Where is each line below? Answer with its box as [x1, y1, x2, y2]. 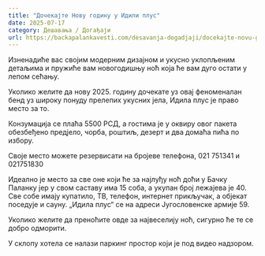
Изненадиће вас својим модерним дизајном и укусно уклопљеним [8, 55, 235, 65]
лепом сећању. [8, 72, 60, 81]
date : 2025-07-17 [8, 19, 65, 27]
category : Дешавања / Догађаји [8, 26, 111, 34]
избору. [8, 135, 34, 146]
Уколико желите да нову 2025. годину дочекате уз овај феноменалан [8, 87, 242, 97]
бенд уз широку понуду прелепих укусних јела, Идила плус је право [8, 95, 239, 105]
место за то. [8, 104, 50, 113]
